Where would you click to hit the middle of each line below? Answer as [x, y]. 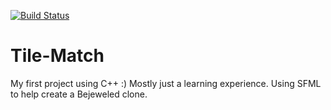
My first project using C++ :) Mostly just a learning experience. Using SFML [166, 83]
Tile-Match [57, 56]
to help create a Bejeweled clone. [79, 94]
